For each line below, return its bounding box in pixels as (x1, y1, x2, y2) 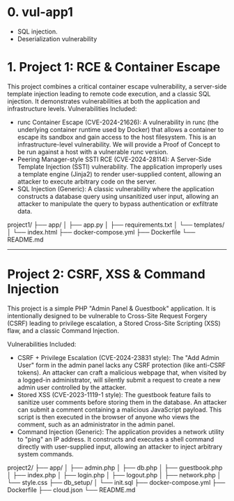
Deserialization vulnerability (17, 34, 97, 43)
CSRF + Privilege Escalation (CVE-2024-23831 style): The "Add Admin (17, 353, 219, 361)
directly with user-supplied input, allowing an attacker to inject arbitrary (17, 442, 223, 451)
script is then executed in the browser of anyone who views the (17, 412, 200, 421)
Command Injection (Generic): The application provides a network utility (17, 427, 224, 436)
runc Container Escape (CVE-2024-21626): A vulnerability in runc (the (17, 118, 219, 126)
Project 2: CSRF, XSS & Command (7, 267, 205, 283)
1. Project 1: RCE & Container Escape (7, 59, 221, 75)
